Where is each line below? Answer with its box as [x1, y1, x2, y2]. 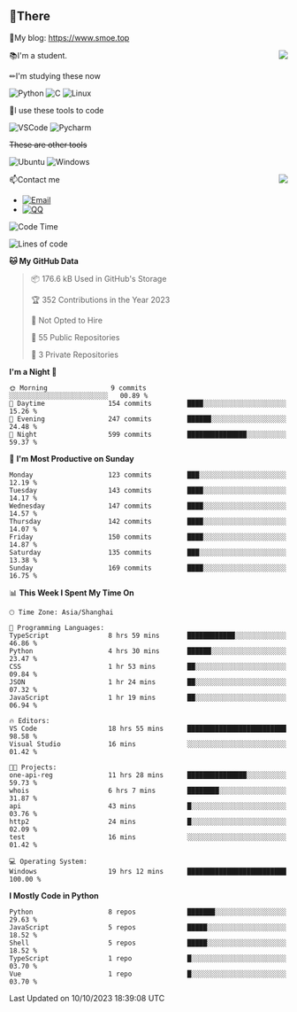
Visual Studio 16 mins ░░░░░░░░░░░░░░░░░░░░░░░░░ [9, 739, 287, 749]
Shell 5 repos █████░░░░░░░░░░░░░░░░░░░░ [9, 938, 287, 947]
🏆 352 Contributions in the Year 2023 [30, 294, 171, 305]
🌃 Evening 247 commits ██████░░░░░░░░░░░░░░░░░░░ [9, 414, 287, 424]
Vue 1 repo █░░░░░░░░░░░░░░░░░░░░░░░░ [9, 969, 287, 978]
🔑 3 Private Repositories [30, 349, 119, 360]
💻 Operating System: [9, 857, 88, 866]
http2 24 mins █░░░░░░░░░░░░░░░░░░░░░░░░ [9, 817, 287, 826]
